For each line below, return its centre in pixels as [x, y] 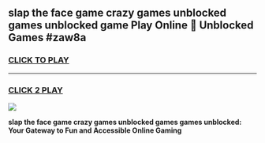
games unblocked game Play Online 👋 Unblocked [131, 26]
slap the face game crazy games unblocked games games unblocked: [125, 122]
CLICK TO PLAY [39, 60]
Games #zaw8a [47, 38]
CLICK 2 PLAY [35, 90]
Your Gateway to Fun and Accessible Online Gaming [95, 130]
